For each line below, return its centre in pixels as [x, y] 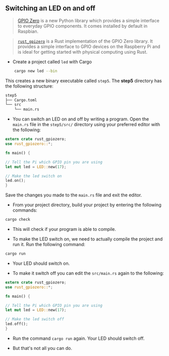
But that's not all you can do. [42, 348]
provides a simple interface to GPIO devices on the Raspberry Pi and [89, 46]
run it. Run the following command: [49, 245]
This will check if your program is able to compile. [64, 229]
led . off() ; [17, 324]
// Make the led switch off [35, 319]
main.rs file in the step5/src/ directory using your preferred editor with [86, 125]
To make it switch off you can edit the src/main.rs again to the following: [88, 273]
